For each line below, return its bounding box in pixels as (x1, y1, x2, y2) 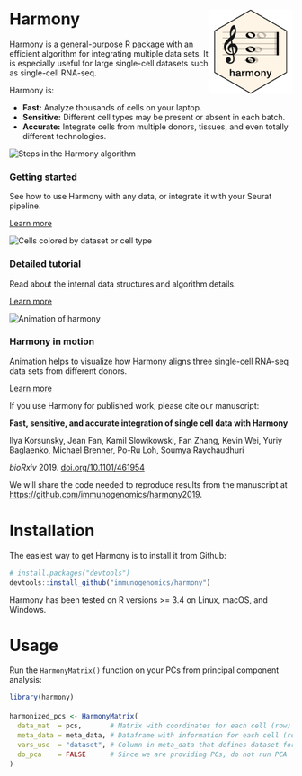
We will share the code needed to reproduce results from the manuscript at (9, 479, 288, 489)
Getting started (9, 171, 78, 183)
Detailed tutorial (9, 258, 82, 270)
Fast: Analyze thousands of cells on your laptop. (22, 101, 202, 112)
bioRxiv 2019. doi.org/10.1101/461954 (9, 462, 146, 472)
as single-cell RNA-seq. (9, 67, 97, 78)
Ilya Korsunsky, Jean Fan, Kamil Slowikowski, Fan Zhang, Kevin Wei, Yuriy (9, 435, 283, 445)
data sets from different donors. (9, 365, 128, 376)
